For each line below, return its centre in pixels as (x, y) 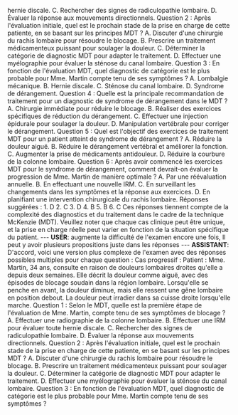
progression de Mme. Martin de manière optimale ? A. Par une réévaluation (117, 177)
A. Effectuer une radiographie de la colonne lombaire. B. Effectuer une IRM (117, 320)
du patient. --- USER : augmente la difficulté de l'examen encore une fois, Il (117, 237)
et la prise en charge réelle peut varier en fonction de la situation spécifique (118, 230)
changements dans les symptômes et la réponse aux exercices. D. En (109, 192)
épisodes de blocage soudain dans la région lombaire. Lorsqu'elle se (108, 283)
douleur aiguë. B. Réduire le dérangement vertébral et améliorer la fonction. (118, 146)
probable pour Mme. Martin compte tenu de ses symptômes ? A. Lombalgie (118, 78)
